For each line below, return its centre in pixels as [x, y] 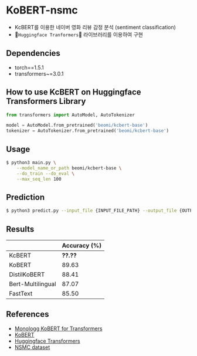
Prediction [26, 197]
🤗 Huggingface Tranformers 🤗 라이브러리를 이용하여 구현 [79, 34]
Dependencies [33, 53]
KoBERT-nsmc [42, 10]
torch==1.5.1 [29, 67]
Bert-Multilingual [33, 284]
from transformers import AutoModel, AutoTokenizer [70, 115]
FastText [21, 294]
